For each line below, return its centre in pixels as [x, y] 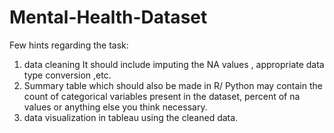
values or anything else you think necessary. [115, 107]
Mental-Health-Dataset [108, 17]
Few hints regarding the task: [69, 45]
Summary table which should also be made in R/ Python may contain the [173, 85]
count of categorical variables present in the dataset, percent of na [162, 96]
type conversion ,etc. [67, 75]
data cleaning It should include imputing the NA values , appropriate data [174, 64]
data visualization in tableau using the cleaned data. [131, 117]
